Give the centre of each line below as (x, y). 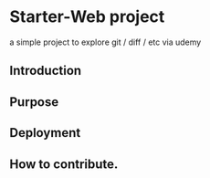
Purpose (34, 102)
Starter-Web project (87, 17)
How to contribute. (64, 164)
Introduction (46, 71)
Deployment (45, 133)
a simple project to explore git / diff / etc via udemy (105, 42)
